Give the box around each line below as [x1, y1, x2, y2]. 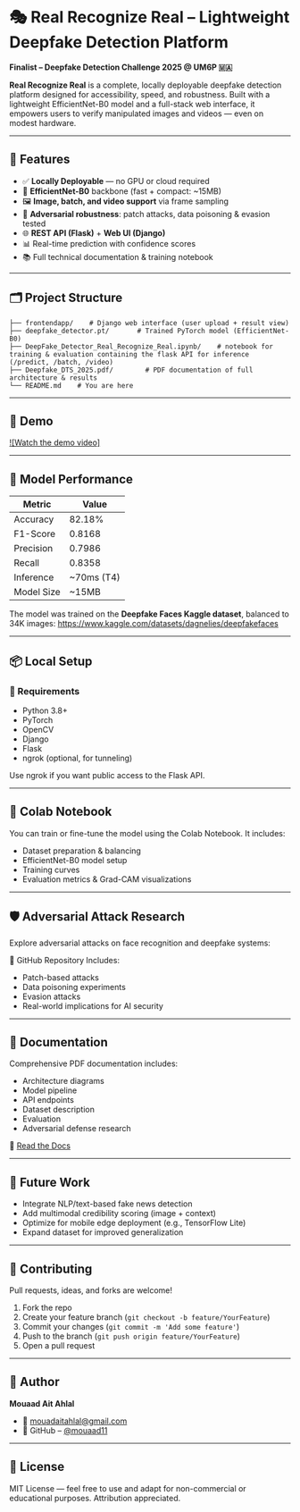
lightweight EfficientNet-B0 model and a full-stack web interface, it [9, 98, 255, 109]
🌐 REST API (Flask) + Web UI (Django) [21, 227, 166, 238]
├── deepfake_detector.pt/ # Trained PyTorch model [9, 326, 229, 335]
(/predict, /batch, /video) [9, 357, 114, 366]
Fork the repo [21, 1302, 73, 1313]
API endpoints [21, 1095, 74, 1105]
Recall [13, 557, 40, 569]
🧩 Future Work [9, 1174, 91, 1189]
